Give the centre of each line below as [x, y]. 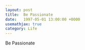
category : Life [21, 29]
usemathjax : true [24, 24]
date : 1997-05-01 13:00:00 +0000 [43, 19]
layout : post [19, 10]
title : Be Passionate [29, 15]
